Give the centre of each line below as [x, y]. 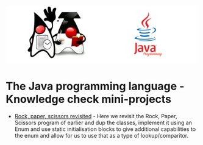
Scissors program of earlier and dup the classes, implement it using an [103, 122]
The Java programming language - [95, 86]
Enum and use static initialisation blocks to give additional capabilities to [105, 129]
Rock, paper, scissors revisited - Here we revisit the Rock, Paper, [96, 116]
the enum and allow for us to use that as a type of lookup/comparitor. [101, 135]
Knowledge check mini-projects [89, 99]
